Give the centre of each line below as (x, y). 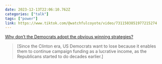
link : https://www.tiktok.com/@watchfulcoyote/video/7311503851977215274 (81, 23)
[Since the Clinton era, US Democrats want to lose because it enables (86, 46)
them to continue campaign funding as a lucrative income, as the (82, 51)
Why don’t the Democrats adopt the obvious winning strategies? (69, 37)
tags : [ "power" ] (21, 18)
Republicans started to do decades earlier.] (60, 57)
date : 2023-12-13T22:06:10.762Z (38, 9)
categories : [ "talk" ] (27, 14)
